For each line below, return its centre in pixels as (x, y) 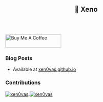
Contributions (23, 83)
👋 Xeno (86, 9)
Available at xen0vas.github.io (44, 69)
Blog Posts (19, 58)
